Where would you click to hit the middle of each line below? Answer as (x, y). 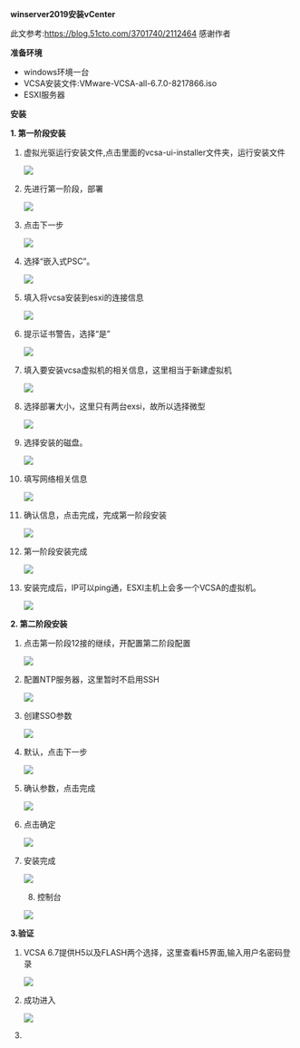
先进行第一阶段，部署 (63, 189)
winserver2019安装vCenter (63, 14)
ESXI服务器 (44, 95)
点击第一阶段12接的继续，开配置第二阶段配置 (107, 643)
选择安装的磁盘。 (55, 442)
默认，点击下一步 (55, 752)
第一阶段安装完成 (55, 551)
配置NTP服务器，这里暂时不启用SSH (91, 679)
